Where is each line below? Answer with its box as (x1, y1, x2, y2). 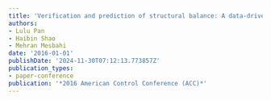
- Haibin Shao (8, 34, 56, 43)
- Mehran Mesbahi (8, 42, 67, 50)
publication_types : (8, 65, 74, 73)
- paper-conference (8, 72, 74, 80)
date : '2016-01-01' (8, 49, 74, 57)
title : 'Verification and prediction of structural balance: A (8, 11, 226, 20)
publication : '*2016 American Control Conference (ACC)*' (8, 79, 207, 87)
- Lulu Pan (8, 27, 45, 35)
